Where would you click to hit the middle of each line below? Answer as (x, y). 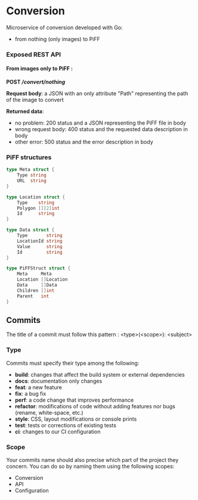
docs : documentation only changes (58, 381)
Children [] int (36, 290)
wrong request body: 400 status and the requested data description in (101, 129)
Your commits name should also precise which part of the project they (92, 460)
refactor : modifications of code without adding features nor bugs (95, 406)
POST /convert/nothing (36, 82)
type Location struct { (36, 197)
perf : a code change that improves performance (74, 400)
